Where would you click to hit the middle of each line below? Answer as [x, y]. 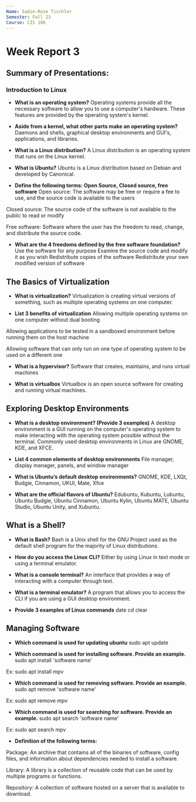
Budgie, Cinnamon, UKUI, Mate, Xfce [59, 483]
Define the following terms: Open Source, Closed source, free [91, 186]
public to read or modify [35, 215]
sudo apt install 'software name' [53, 660]
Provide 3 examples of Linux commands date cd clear [81, 610]
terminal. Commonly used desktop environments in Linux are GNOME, [99, 442]
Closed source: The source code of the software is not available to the [91, 210]
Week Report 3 [43, 51]
